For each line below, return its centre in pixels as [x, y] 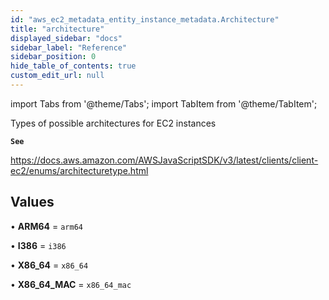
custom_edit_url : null [57, 76]
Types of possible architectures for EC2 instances [113, 123]
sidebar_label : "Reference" [69, 47]
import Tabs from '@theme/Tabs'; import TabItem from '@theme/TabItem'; [164, 103]
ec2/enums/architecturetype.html [79, 170]
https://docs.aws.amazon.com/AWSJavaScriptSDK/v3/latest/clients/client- [164, 160]
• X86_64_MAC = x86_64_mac [71, 284]
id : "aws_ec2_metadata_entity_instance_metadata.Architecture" [145, 19]
